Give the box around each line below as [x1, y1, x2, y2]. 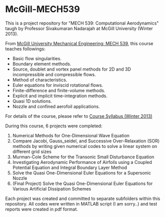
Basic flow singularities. [12, 55, 62, 61]
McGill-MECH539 [5, 4, 80, 15]
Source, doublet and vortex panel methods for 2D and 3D [12, 66, 131, 72]
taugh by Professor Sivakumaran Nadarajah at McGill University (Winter [5, 25, 153, 31]
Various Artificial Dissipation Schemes [12, 185, 91, 191]
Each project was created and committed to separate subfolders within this [5, 195, 160, 201]
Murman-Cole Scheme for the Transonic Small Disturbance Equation [12, 154, 154, 160]
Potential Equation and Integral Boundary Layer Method [12, 164, 127, 170]
